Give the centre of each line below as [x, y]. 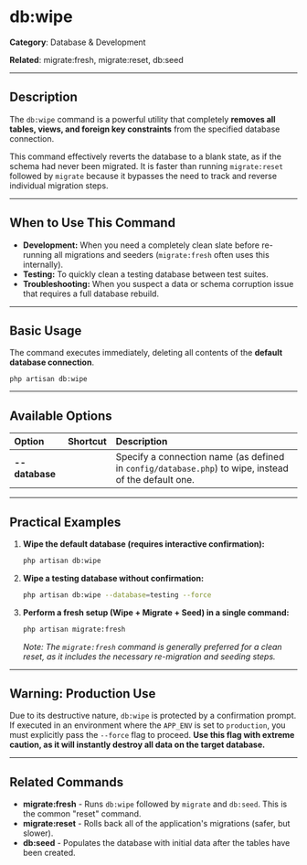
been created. [49, 853]
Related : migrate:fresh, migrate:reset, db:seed [97, 59]
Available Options [61, 416]
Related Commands [67, 782]
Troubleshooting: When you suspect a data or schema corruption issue [158, 283]
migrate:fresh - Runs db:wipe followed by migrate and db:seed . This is [155, 804]
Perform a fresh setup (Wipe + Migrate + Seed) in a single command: [156, 612]
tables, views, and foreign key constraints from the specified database [145, 129]
